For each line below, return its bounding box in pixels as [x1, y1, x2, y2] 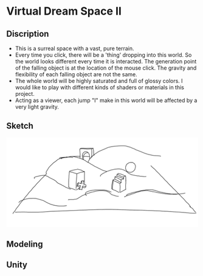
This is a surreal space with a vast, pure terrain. [15, 45, 135, 52]
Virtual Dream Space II [6, 4, 122, 18]
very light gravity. [15, 103, 59, 111]
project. [15, 90, 35, 97]
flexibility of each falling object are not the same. [15, 71, 138, 78]
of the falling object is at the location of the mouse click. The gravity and [15, 64, 197, 71]
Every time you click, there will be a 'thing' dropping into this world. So [15, 51, 192, 59]
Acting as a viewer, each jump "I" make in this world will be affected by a [15, 96, 198, 104]
